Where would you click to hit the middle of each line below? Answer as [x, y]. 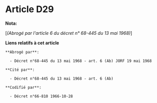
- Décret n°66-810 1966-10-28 [41, 96]
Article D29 [30, 9]
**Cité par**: [20, 70]
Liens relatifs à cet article [32, 43]
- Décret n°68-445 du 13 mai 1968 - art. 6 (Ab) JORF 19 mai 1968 [81, 61]
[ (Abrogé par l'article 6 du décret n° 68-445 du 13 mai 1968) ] [69, 33]
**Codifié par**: [23, 87]
